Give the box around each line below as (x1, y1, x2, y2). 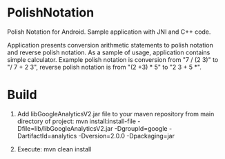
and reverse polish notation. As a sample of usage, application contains (7, 48, 211, 56)
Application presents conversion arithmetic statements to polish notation (7, 41, 214, 49)
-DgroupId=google (114, 124, 168, 132)
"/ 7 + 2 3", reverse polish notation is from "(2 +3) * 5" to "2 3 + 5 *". (7, 63, 202, 71)
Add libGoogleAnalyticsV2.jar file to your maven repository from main (17, 109, 215, 118)
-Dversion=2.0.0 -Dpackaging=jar (78, 131, 175, 140)
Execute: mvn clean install (17, 145, 92, 153)
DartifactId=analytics (17, 131, 77, 140)
